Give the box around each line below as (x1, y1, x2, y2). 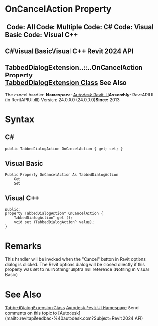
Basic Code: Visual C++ (5, 30, 79, 38)
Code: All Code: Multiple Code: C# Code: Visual (6, 23, 154, 31)
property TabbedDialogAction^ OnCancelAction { (5, 211, 104, 216)
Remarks (5, 240, 42, 251)
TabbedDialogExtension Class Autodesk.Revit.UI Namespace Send (5, 305, 139, 311)
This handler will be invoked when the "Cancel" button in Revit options (5, 256, 146, 262)
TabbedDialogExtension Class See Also (5, 79, 127, 87)
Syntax (5, 114, 35, 125)
